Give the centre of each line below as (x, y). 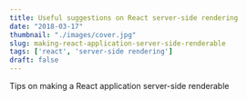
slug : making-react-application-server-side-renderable (118, 43)
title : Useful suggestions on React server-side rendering (124, 18)
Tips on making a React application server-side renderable (119, 86)
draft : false (34, 60)
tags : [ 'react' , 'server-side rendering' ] (91, 52)
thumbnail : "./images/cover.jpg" (73, 35)
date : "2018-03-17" (46, 26)
